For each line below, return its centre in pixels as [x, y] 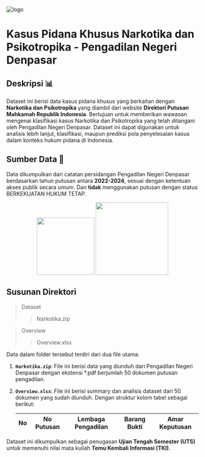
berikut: [25, 404]
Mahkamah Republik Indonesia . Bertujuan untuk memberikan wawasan [97, 114]
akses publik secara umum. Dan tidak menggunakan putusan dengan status [102, 187]
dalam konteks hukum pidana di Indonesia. [60, 140]
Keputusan [176, 426]
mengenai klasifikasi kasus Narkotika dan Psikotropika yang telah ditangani [101, 121]
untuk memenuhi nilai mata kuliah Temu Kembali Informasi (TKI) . [88, 448]
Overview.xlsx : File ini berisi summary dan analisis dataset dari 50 [98, 391]
